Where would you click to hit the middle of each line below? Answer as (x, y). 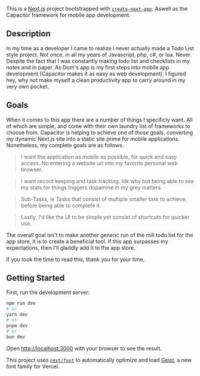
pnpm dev (17, 326)
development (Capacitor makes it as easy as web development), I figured (96, 74)
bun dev (16, 337)
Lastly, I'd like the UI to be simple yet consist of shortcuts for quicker (105, 217)
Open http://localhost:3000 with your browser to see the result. (84, 348)
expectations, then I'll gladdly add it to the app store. (71, 247)
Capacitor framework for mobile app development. (68, 15)
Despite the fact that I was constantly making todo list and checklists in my (98, 61)
